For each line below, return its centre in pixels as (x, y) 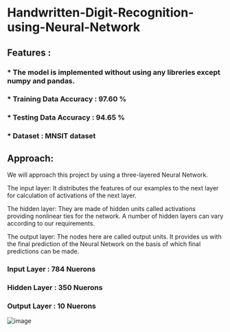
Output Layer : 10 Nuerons (51, 306)
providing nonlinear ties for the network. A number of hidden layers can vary (115, 216)
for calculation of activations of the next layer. (72, 196)
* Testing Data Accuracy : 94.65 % (66, 118)
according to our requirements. (51, 223)
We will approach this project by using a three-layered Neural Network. (107, 175)
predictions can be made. (43, 252)
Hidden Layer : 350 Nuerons (55, 287)
